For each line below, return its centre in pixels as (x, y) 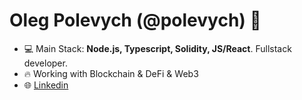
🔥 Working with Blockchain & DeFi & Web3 (111, 73)
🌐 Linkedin (46, 85)
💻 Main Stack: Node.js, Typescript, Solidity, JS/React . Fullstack (157, 48)
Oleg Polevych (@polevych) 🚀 (135, 20)
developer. (45, 63)
